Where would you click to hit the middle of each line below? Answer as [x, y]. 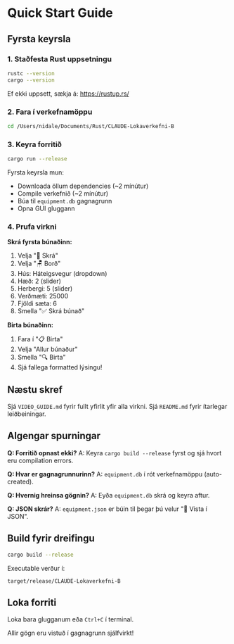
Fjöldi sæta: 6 [37, 303]
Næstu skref [35, 390]
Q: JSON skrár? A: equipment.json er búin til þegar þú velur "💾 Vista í [107, 509]
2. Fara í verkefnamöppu [50, 112]
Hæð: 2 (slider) [39, 281]
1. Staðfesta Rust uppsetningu [60, 59]
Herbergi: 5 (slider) [45, 289]
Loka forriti [32, 602]
